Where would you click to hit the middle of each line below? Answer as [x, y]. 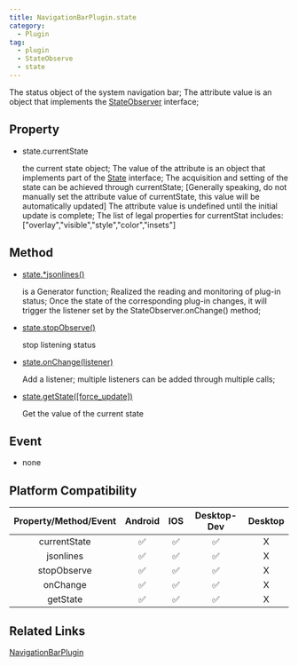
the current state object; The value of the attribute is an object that [144, 168]
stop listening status [59, 345]
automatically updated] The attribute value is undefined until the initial [149, 206]
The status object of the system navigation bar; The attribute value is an [141, 92]
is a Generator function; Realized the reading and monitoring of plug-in [151, 291]
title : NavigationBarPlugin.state [73, 17]
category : [27, 26]
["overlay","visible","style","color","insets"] [99, 225]
